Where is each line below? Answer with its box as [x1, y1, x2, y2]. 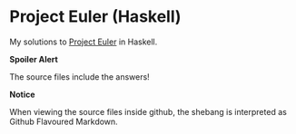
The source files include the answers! [9, 71, 150, 82]
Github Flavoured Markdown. [9, 116, 118, 127]
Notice [9, 89, 35, 100]
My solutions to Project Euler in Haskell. [9, 36, 158, 47]
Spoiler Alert [9, 53, 59, 64]
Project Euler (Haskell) [9, 6, 182, 27]
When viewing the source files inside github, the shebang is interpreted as [9, 106, 288, 117]
